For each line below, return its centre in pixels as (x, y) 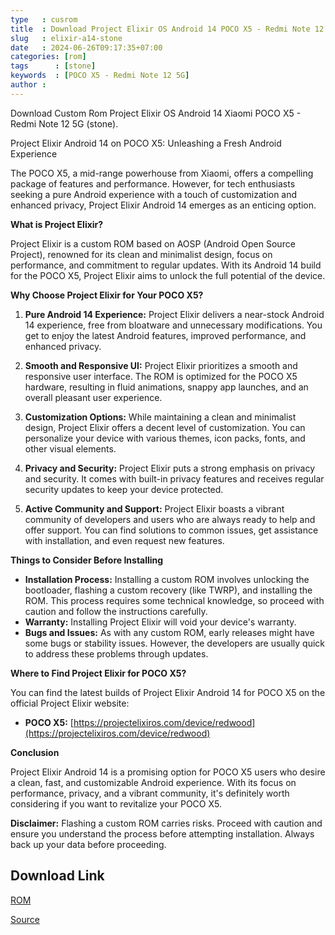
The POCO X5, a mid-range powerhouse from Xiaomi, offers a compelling (162, 173)
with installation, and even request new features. (124, 540)
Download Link (57, 876)
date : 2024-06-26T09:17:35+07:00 (86, 47)
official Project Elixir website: (70, 703)
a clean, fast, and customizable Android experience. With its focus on (153, 782)
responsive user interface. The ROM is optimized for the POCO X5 (161, 376)
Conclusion (35, 752)
